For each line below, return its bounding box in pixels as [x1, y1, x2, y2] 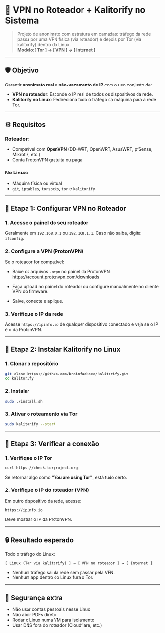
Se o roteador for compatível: [5, 259, 65, 265]
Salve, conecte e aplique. [12, 298, 64, 304]
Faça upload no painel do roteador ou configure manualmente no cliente [12, 283, 159, 289]
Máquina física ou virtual [12, 180, 62, 186]
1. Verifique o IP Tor [5, 455, 53, 461]
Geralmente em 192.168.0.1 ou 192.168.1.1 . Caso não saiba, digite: [5, 230, 142, 236]
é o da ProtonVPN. [5, 327, 43, 333]
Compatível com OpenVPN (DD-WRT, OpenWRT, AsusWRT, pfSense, [12, 146, 153, 152]
